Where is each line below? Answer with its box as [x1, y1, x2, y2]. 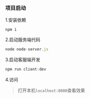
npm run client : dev [5, 67, 47, 72]
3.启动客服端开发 [5, 57, 40, 63]
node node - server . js [5, 47, 49, 52]
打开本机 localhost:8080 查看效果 [17, 87, 85, 93]
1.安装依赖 [5, 17, 26, 23]
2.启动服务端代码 [5, 37, 40, 43]
